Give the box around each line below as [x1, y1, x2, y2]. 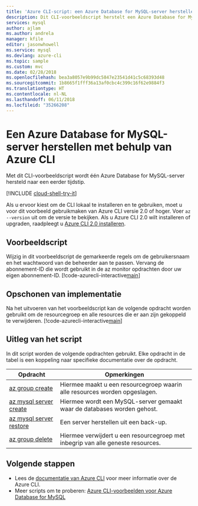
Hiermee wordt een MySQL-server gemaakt [60, 397, 183, 406]
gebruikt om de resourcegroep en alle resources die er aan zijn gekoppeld [6, 311, 186, 318]
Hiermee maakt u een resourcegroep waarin [60, 380, 183, 388]
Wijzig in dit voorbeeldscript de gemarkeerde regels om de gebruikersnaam [6, 253, 190, 260]
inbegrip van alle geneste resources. [60, 439, 161, 447]
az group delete [9, 435, 53, 443]
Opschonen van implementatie [6, 289, 122, 299]
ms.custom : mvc [6, 63, 44, 70]
